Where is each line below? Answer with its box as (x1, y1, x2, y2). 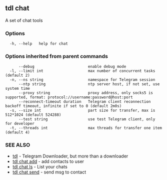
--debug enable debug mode (18, 64, 126, 69)
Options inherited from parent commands (5, 53, 108, 60)
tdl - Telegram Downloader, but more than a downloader (12, 153, 128, 159)
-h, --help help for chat (9, 41, 68, 47)
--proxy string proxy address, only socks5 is (18, 90, 153, 96)
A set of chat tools (5, 17, 43, 23)
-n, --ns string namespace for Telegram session (9, 77, 155, 82)
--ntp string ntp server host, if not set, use (18, 82, 160, 87)
